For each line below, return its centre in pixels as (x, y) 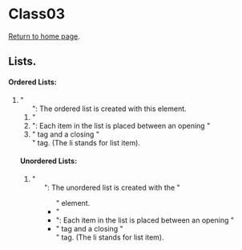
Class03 (37, 14)
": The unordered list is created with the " (112, 187)
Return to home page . (44, 36)
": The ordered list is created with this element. (109, 109)
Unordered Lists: (48, 161)
